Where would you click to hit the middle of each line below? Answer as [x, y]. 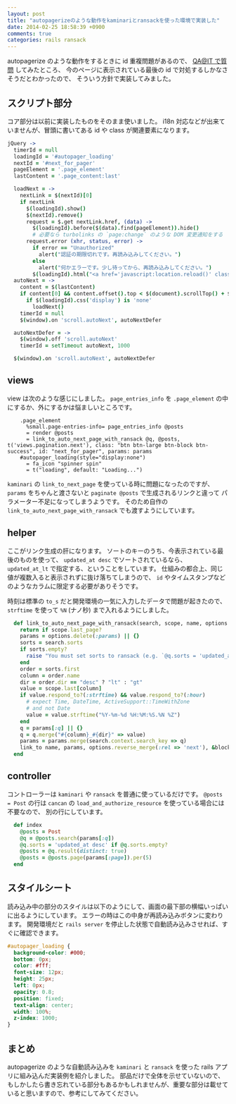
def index [28, 825]
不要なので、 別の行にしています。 [57, 811]
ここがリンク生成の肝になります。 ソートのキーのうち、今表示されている [112, 551]
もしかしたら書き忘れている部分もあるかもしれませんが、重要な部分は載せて [118, 1084]
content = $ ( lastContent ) [58, 287]
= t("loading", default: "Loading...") [84, 470]
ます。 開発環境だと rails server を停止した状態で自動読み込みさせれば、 [115, 924]
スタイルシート [40, 888]
